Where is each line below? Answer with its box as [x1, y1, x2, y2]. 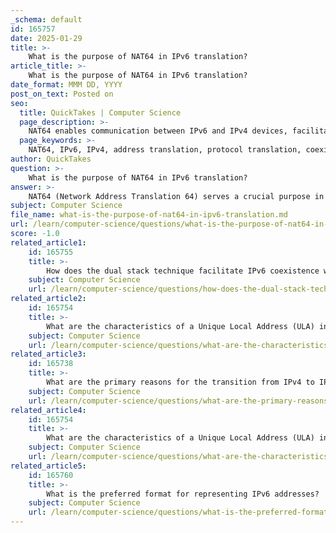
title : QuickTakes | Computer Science [19, 107, 182, 118]
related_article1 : [10, 237, 87, 248]
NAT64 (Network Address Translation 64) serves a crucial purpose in [28, 191, 325, 201]
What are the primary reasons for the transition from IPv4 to [46, 377, 315, 387]
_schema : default [10, 14, 83, 25]
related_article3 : [10, 349, 87, 360]
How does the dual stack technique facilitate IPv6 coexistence [46, 266, 320, 276]
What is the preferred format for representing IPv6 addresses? [46, 489, 320, 499]
